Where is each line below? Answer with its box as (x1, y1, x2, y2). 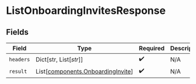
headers (9, 56, 30, 63)
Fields (6, 27, 29, 37)
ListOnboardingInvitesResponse (6, 4, 166, 17)
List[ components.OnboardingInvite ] (36, 67, 134, 75)
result (9, 68, 27, 75)
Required (139, 45, 165, 52)
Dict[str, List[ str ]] (36, 55, 83, 63)
